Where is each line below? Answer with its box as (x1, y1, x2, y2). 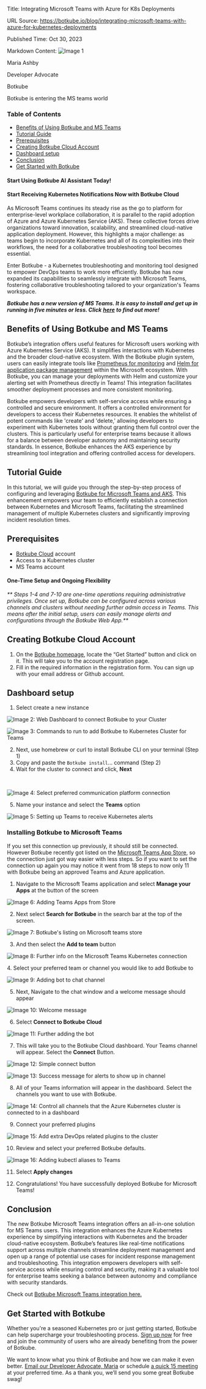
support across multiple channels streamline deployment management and (7, 1246, 196, 1254)
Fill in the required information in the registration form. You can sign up (15, 663, 194, 671)
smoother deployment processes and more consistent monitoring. (7, 385, 174, 393)
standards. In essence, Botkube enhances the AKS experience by (7, 443, 172, 450)
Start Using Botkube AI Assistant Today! (7, 177, 112, 184)
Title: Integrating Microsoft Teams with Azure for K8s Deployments (7, 6, 175, 12)
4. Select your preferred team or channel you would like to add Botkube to (7, 964, 194, 972)
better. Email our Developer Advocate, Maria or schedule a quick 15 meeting (7, 1363, 198, 1370)
